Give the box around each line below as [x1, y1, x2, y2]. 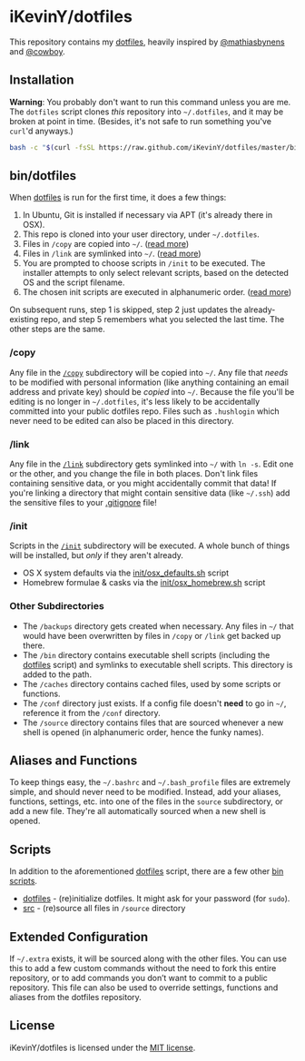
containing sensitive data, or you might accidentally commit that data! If [9, 478, 277, 489]
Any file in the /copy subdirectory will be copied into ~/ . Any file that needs [9, 367, 289, 378]
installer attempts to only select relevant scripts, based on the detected [22, 268, 289, 279]
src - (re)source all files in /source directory [22, 903, 186, 914]
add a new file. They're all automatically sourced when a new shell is [9, 806, 266, 817]
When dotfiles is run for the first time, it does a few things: [9, 192, 227, 203]
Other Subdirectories [9, 600, 104, 613]
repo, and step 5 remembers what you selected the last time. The [40, 314, 285, 325]
